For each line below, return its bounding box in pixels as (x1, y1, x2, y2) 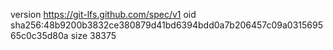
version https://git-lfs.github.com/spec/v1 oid (10, 9, 197, 20)
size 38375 (70, 30, 117, 41)
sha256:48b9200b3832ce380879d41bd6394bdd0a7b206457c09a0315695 (10, 19, 324, 31)
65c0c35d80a (10, 30, 69, 41)
